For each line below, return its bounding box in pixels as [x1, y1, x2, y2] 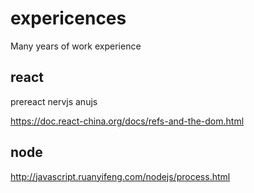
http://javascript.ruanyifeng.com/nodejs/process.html [10, 170, 231, 182]
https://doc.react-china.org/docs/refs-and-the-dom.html [10, 115, 245, 127]
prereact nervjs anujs [10, 95, 98, 107]
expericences [10, 7, 127, 30]
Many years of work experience [10, 40, 142, 52]
